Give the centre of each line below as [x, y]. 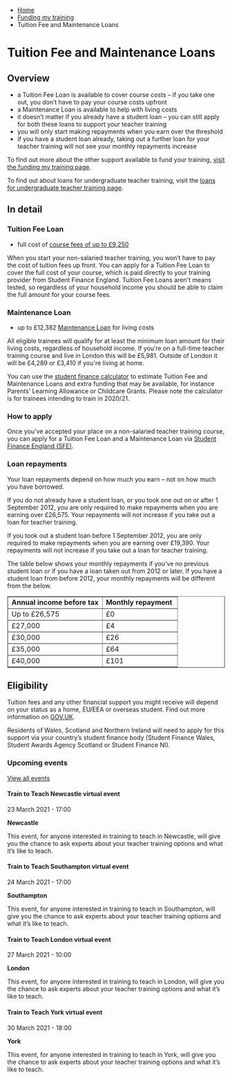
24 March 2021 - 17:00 [39, 882]
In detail [25, 209]
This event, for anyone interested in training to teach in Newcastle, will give [114, 836]
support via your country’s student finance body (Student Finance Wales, [111, 738]
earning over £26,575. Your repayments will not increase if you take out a [111, 514]
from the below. [29, 586]
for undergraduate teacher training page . [65, 188]
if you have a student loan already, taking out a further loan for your [113, 139]
